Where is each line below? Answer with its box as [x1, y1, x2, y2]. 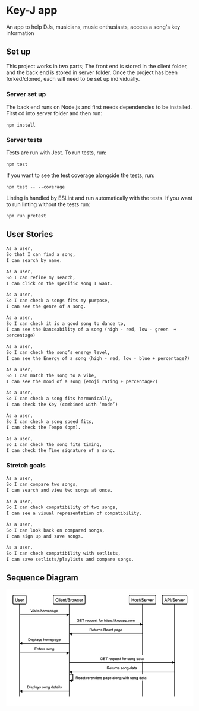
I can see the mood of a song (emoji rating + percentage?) [6, 378, 159, 385]
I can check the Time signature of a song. [6, 448, 116, 454]
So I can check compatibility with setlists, [6, 551, 121, 557]
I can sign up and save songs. [6, 533, 84, 539]
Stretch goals [6, 462, 46, 470]
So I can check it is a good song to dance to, [6, 321, 127, 327]
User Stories [6, 229, 53, 239]
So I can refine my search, [6, 274, 76, 281]
